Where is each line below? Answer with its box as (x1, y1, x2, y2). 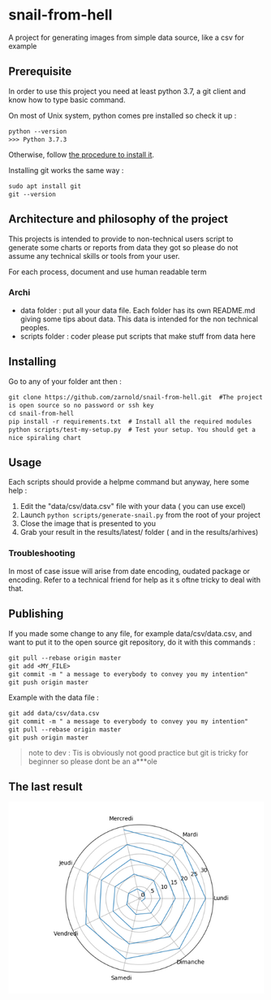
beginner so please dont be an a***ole (28, 756, 158, 766)
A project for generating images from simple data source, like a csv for (8, 32, 245, 42)
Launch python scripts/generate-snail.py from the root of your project (19, 510, 261, 520)
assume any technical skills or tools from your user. (8, 251, 180, 261)
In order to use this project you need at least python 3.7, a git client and (8, 86, 246, 96)
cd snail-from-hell (8, 409, 75, 417)
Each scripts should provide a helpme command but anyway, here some (8, 477, 250, 487)
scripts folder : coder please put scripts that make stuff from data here (19, 331, 256, 341)
